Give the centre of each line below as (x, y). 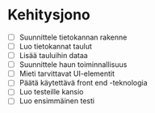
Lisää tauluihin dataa (53, 56)
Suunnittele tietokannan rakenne (73, 37)
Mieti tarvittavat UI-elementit (67, 73)
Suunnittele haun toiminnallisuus (73, 65)
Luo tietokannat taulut (55, 46)
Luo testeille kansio (51, 92)
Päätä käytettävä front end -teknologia (83, 83)
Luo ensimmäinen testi (57, 101)
